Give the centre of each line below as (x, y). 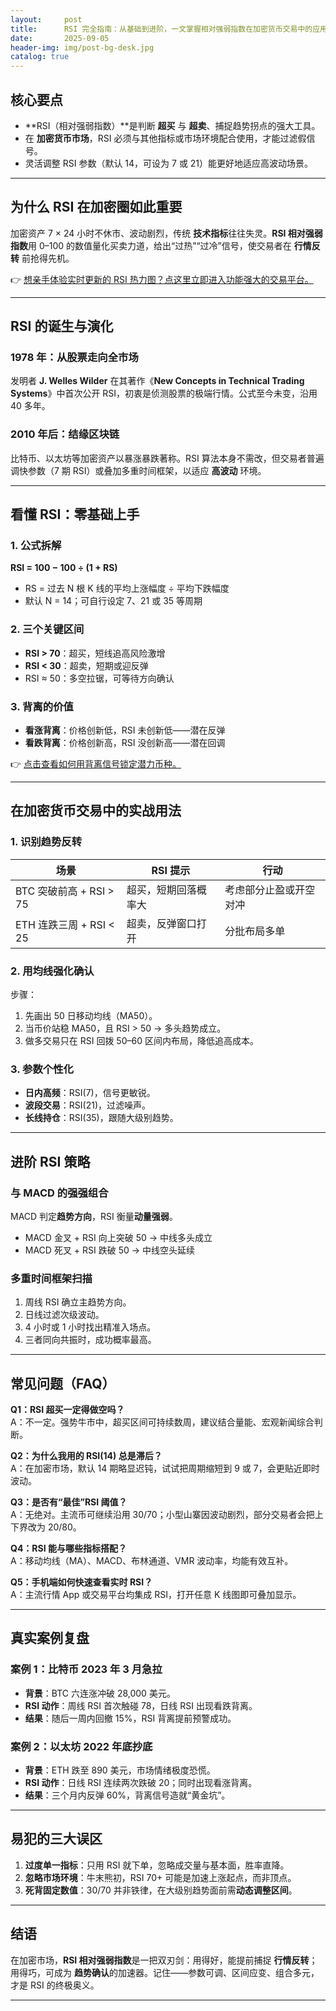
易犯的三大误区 (56, 1839)
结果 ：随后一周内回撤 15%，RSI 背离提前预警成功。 (130, 1718)
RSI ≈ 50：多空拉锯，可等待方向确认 (99, 678)
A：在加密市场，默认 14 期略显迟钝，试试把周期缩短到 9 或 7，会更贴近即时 (165, 1468)
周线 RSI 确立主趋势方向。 (78, 1302)
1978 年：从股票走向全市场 (74, 358)
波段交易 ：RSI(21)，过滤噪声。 (87, 1105)
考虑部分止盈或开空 (270, 889)
